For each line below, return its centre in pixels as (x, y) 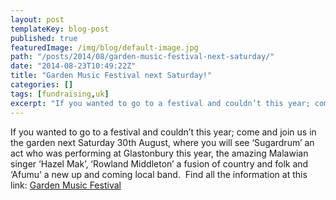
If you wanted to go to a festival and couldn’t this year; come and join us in (163, 132)
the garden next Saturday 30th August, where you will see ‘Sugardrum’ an (162, 142)
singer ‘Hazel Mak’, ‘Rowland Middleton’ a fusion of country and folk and (159, 163)
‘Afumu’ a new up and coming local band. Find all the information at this (159, 174)
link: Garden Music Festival (66, 185)
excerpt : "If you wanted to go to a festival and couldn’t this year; (160, 103)
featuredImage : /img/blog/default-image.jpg (104, 47)
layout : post (37, 19)
